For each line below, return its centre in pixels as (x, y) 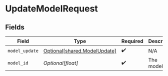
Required (132, 41)
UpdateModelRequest (52, 9)
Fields (15, 27)
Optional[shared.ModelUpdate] (80, 50)
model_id (18, 63)
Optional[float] (61, 63)
